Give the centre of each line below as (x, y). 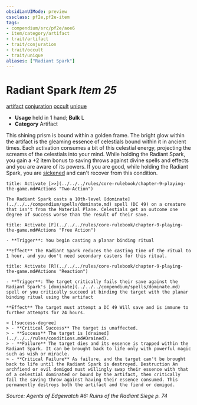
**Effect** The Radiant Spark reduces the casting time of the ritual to (99, 251)
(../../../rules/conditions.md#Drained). (58, 339)
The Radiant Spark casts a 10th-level (54, 199)
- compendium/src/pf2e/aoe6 (41, 28)
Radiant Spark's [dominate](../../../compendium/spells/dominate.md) (93, 287)
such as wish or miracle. (38, 354)
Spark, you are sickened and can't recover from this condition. (82, 173)
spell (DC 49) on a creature (150, 205)
